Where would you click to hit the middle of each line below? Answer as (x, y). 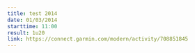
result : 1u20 (26, 33)
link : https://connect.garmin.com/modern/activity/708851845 (98, 39)
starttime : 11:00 (32, 26)
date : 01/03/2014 (32, 20)
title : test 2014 (32, 13)
